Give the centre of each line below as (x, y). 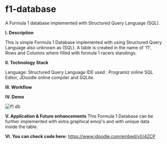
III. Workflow (19, 87)
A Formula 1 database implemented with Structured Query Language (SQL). (83, 23)
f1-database (31, 9)
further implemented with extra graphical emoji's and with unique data (77, 121)
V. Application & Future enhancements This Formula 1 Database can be (79, 116)
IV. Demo (15, 97)
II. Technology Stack (27, 62)
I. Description (19, 32)
